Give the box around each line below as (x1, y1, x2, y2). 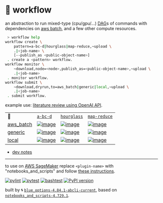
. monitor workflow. (7, 75, 49, 80)
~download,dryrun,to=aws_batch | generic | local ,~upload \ (14, 84, 130, 89)
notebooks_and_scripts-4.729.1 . (5, 192, 69, 198)
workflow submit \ (5, 80, 42, 85)
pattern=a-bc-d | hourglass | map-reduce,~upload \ (14, 44, 112, 49)
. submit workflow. (7, 94, 47, 98)
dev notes (12, 149, 33, 155)
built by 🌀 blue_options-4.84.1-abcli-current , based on (5, 187, 117, 193)
